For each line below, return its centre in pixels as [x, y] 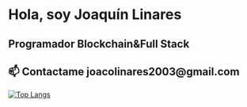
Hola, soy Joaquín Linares [95, 15]
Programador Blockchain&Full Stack [99, 44]
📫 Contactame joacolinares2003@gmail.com [124, 72]
